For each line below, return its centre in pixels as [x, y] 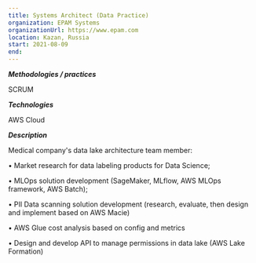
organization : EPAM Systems [54, 23]
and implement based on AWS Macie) [69, 212]
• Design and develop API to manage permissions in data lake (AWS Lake [127, 243]
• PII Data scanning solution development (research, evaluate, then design [128, 204]
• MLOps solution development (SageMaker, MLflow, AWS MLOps [115, 181]
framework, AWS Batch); [48, 189]
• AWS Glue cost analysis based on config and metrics [97, 228]
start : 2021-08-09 [38, 45]
